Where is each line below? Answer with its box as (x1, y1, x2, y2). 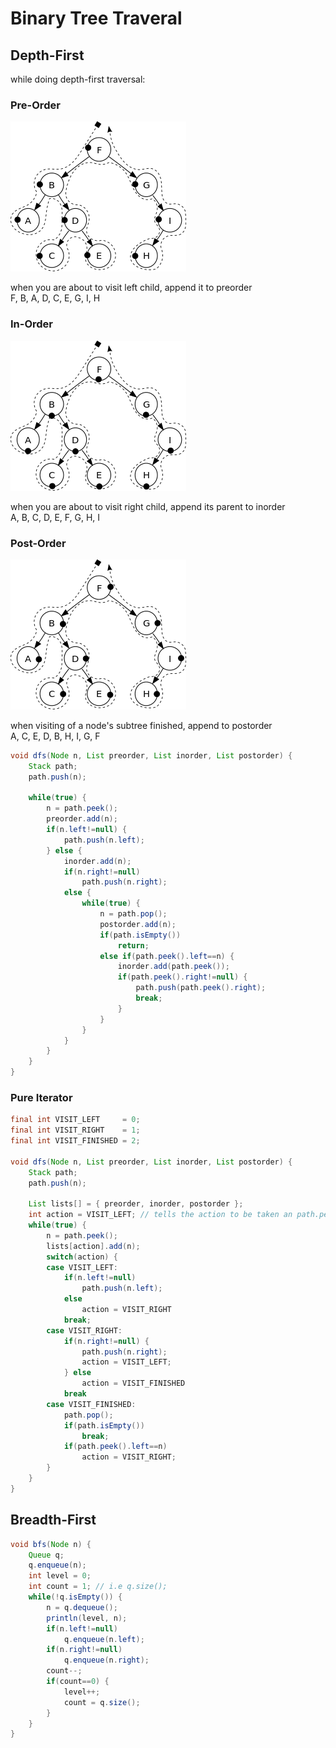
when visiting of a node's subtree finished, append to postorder (10, 719, 273, 731)
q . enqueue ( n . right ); (63, 1655, 150, 1666)
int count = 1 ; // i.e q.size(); (28, 1582, 168, 1592)
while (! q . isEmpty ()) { (28, 1592, 123, 1602)
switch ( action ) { (46, 1252, 118, 1262)
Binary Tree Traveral (10, 7, 183, 30)
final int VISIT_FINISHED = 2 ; (10, 1136, 141, 1146)
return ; (117, 940, 150, 951)
